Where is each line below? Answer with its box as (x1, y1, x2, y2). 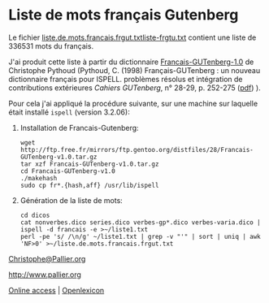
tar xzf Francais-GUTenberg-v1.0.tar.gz (20, 160, 159, 168)
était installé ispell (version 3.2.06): (8, 107, 130, 117)
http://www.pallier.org (8, 270, 81, 279)
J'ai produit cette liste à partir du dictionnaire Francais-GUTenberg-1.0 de (8, 57, 254, 67)
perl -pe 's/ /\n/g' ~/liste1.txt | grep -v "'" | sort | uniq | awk (20, 232, 262, 240)
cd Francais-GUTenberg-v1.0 (20, 167, 115, 175)
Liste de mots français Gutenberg (8, 6, 239, 24)
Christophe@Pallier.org (8, 253, 86, 263)
